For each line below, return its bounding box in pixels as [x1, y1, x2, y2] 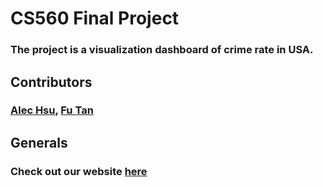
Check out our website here [10, 164, 148, 178]
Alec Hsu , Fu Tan [10, 103, 94, 117]
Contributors [10, 73, 93, 91]
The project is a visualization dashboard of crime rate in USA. [10, 43, 314, 57]
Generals [10, 134, 68, 151]
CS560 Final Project [10, 7, 180, 30]
